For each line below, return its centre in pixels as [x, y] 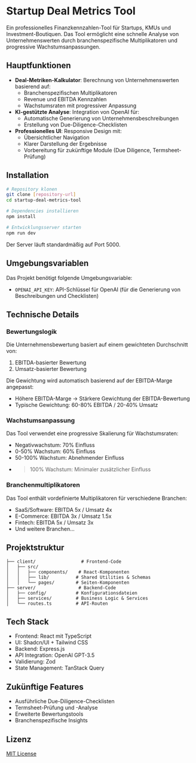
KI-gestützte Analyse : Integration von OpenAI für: [77, 111]
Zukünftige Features [45, 687]
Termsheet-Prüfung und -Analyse [56, 708]
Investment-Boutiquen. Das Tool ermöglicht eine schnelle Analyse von [93, 34]
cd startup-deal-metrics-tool [44, 200]
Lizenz [19, 739]
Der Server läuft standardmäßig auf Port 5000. [63, 245]
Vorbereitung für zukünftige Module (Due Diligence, [88, 150]
